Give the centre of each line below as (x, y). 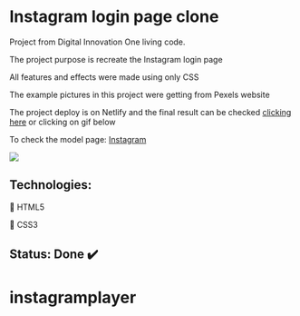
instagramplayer (73, 298)
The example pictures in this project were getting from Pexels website (140, 94)
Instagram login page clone (114, 17)
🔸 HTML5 (27, 207)
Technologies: (51, 185)
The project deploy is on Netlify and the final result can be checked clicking (150, 112)
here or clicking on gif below (63, 122)
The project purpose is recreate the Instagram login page (116, 59)
